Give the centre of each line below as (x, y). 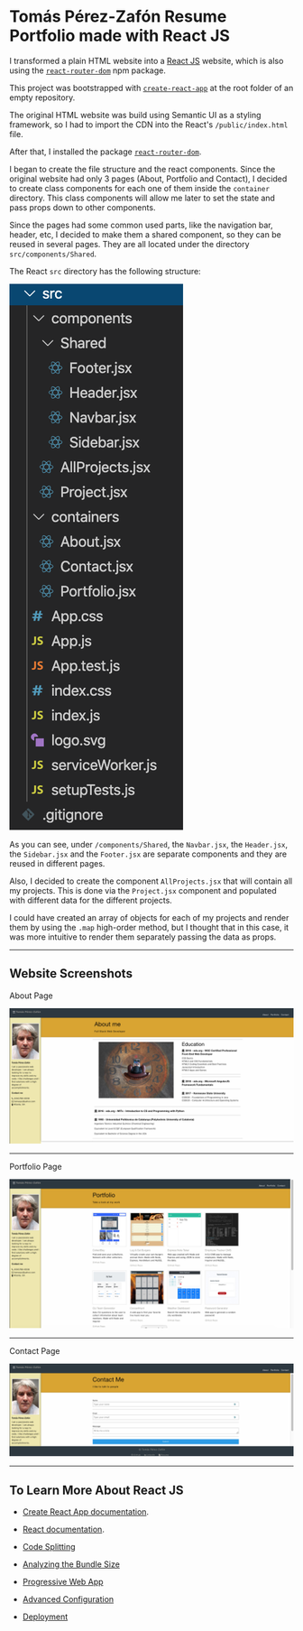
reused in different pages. (57, 863)
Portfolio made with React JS (119, 36)
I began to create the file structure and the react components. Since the (142, 169)
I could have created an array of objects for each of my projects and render (149, 917)
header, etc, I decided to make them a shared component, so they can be (145, 234)
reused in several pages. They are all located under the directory (129, 244)
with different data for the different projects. (91, 900)
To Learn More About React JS (96, 1490)
